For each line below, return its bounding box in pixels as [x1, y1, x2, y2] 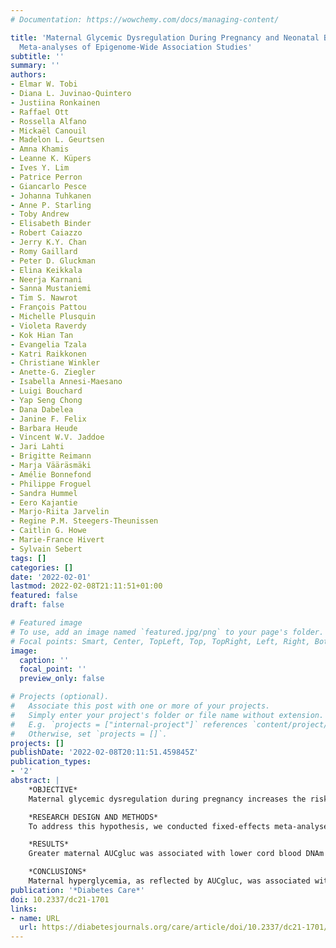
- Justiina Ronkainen [10, 97, 101, 108]
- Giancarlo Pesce [10, 181, 87, 191]
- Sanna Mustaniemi [10, 284, 92, 294]
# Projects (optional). [10, 692, 110, 702]
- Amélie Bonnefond [10, 469, 92, 480]
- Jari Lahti [10, 442, 65, 452]
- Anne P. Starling [10, 200, 92, 210]
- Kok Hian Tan [10, 330, 74, 340]
